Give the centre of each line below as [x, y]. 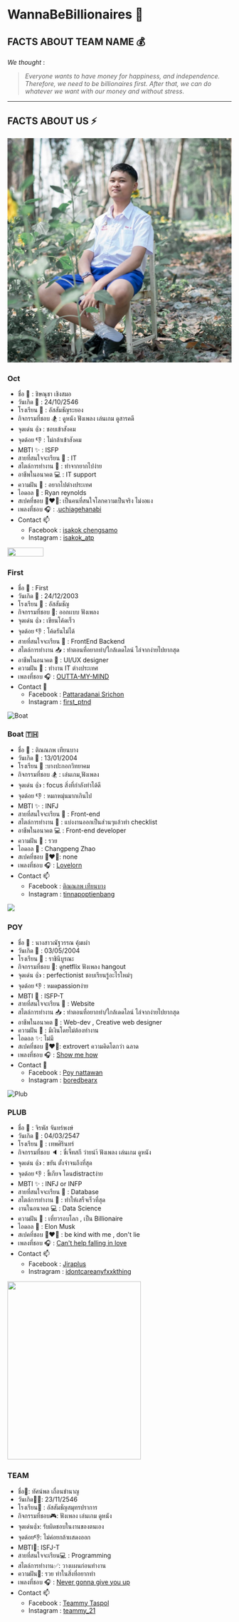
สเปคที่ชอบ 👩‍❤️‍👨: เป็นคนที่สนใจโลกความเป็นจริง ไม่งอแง [85, 501]
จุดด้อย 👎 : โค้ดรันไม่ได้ [46, 631]
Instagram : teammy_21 [62, 1610]
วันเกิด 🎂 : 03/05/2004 [49, 951]
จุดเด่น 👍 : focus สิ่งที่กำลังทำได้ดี [59, 785]
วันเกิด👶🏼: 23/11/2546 [48, 1499]
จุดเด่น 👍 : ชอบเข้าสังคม [47, 429]
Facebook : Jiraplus [57, 1264]
